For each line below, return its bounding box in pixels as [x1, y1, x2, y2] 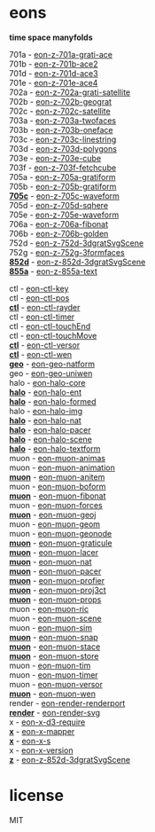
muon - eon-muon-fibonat [9, 491, 106, 501]
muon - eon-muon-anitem [9, 471, 105, 482]
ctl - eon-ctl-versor [9, 340, 81, 350]
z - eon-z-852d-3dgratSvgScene [9, 754, 131, 765]
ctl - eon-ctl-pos [9, 292, 70, 303]
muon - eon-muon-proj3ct [9, 585, 106, 595]
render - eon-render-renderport [9, 697, 126, 708]
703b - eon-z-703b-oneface [9, 124, 113, 135]
